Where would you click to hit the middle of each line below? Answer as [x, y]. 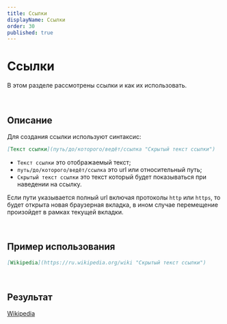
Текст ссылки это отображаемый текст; [74, 162]
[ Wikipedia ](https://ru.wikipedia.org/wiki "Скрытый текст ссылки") [107, 262]
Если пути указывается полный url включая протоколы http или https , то [114, 197]
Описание [30, 120]
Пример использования [61, 247]
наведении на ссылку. [49, 184]
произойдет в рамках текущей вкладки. [65, 212]
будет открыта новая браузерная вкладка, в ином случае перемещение [113, 204]
